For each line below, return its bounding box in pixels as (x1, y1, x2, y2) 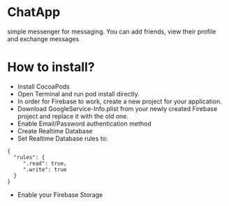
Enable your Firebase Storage (17, 190, 103, 199)
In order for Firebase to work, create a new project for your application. (17, 97, 222, 105)
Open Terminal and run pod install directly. (17, 89, 140, 98)
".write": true (22, 165, 68, 173)
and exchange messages (7, 34, 80, 43)
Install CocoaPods (17, 82, 70, 91)
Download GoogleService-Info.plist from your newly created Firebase (17, 104, 218, 112)
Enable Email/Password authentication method (17, 119, 152, 128)
